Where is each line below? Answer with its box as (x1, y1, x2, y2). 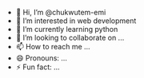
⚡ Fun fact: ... (15, 62, 60, 72)
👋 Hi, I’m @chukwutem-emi (15, 8, 106, 17)
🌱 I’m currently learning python (15, 25, 118, 33)
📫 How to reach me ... (15, 42, 90, 51)
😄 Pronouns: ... (15, 53, 68, 63)
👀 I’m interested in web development (15, 16, 137, 25)
